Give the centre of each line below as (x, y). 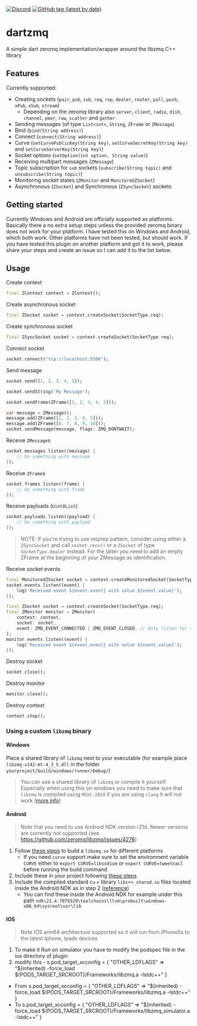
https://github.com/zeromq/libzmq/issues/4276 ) (79, 840)
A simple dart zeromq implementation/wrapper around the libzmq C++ (91, 49)
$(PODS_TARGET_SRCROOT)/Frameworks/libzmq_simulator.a (116, 1011)
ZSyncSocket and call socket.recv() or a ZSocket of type (88, 545)
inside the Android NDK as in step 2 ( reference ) (72, 888)
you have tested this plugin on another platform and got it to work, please (95, 244)
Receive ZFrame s (26, 473)
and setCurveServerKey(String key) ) (59, 149)
